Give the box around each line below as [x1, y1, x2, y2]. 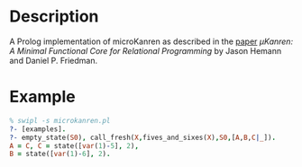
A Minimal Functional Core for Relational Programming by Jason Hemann [9, 45, 282, 56]
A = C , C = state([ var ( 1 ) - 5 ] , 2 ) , [9, 141, 140, 150]
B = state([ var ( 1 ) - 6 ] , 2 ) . [9, 150, 111, 159]
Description [9, 6, 99, 27]
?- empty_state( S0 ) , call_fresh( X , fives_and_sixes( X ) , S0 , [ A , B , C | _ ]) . [9, 133, 277, 142]
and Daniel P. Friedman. [9, 55, 98, 66]
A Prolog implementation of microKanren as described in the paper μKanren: [9, 36, 294, 47]
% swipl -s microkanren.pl [9, 116, 111, 125]
